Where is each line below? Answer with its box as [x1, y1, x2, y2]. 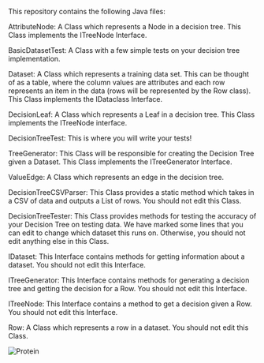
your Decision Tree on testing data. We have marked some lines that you [8, 220, 244, 229]
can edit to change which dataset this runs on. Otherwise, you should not [8, 228, 246, 238]
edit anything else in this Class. [8, 237, 110, 245]
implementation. [8, 54, 61, 63]
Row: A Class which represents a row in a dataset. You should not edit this [8, 323, 249, 332]
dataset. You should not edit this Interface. [8, 260, 146, 269]
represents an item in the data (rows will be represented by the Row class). [8, 86, 251, 95]
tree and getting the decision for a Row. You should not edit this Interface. [8, 284, 247, 293]
